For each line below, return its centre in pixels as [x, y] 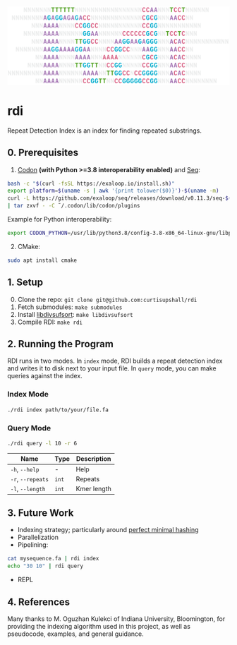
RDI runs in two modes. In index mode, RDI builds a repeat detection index [115, 361]
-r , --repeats [30, 478]
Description [93, 459]
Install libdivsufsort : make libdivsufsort [75, 314]
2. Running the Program [61, 344]
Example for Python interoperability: [60, 219]
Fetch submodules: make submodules [70, 307]
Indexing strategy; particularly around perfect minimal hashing [108, 530]
